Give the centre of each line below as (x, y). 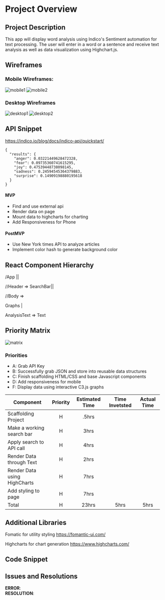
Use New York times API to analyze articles (56, 244)
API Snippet (24, 129)
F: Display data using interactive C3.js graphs (58, 387)
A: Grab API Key (28, 366)
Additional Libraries (36, 522)
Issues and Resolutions (41, 576)
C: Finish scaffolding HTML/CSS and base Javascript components (79, 376)
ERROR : (13, 588)
